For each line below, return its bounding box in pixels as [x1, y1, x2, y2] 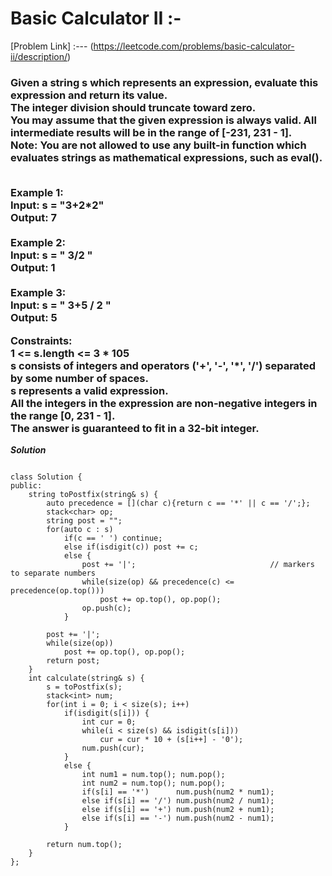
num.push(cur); [81, 743, 145, 753]
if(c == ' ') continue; [63, 533, 163, 543]
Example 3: [10, 286, 67, 300]
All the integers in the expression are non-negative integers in [10, 396, 318, 410]
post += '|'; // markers [81, 559, 315, 569]
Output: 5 [10, 311, 58, 325]
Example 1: [10, 186, 64, 200]
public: [10, 480, 43, 491]
